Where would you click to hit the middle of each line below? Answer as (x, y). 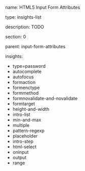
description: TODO (25, 27)
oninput (20, 152)
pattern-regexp (28, 131)
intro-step (23, 141)
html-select (25, 147)
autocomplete (27, 71)
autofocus (23, 77)
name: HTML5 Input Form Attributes (43, 7)
